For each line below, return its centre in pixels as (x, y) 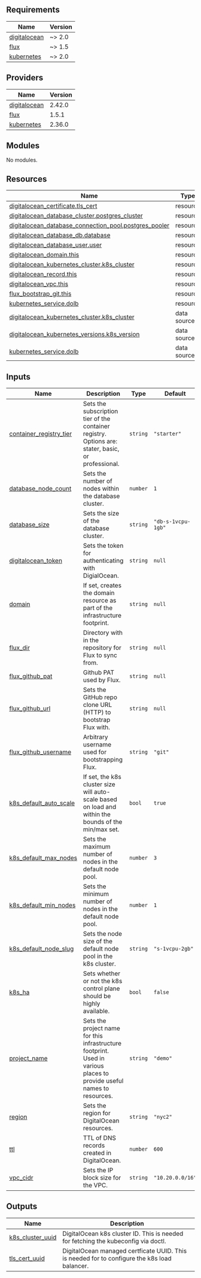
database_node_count (40, 489)
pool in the (98, 956)
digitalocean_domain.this (44, 255)
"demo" (163, 1058)
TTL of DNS (100, 1138)
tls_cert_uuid (27, 1258)
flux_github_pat (31, 676)
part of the (98, 608)
